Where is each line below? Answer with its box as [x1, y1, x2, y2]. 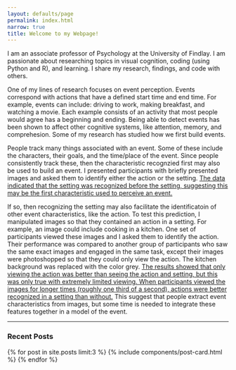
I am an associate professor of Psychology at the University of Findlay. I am [7, 49, 226, 58]
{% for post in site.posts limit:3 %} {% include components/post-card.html [7, 347, 223, 356]
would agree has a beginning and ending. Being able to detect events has [7, 116, 220, 124]
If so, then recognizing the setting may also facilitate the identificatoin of [7, 202, 217, 211]
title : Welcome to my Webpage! [7, 30, 99, 37]
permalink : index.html [7, 17, 74, 24]
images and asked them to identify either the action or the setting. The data [7, 174, 225, 183]
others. [7, 72, 28, 80]
